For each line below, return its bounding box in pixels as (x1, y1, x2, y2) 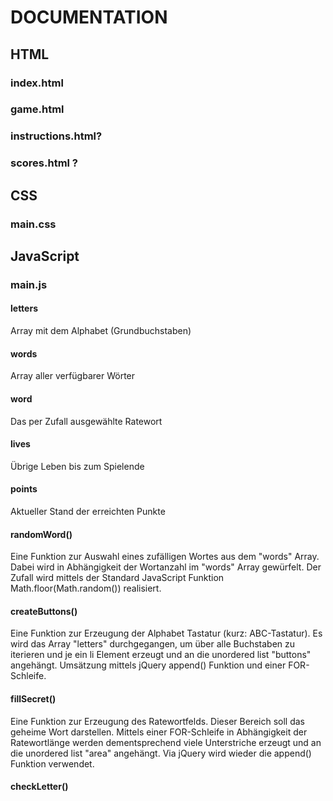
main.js (10, 277, 48, 291)
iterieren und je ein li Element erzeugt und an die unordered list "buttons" (10, 649, 312, 661)
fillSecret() (10, 692, 57, 705)
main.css (10, 217, 57, 231)
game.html (10, 102, 65, 116)
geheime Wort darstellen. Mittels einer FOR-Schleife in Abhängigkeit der (10, 726, 308, 738)
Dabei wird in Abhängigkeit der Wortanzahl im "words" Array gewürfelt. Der (10, 561, 322, 573)
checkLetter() (10, 781, 69, 793)
